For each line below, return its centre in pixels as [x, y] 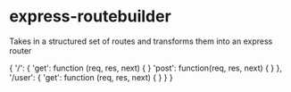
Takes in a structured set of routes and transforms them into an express [141, 41]
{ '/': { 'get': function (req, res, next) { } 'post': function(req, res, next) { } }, [146, 68]
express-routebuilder [90, 17]
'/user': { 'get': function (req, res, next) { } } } [91, 77]
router [21, 50]
